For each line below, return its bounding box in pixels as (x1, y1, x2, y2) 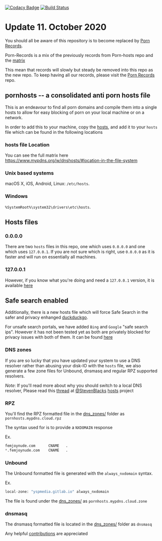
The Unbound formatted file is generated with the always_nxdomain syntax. (5, 470, 153, 476)
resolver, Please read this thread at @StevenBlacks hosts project (5, 387, 134, 394)
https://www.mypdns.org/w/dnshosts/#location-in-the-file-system (5, 158, 138, 163)
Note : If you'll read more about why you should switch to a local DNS (5, 382, 142, 388)
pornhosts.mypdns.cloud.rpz (5, 416, 62, 421)
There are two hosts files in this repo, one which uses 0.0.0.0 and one (5, 244, 146, 250)
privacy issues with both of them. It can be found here (5, 334, 113, 340)
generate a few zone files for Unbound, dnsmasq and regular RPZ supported (5, 368, 158, 374)
